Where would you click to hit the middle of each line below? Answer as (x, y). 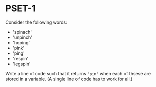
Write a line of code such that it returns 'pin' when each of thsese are (78, 73)
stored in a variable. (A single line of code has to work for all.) (69, 79)
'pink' (18, 48)
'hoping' (21, 42)
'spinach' (22, 32)
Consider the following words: (36, 22)
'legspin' (21, 64)
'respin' (20, 58)
